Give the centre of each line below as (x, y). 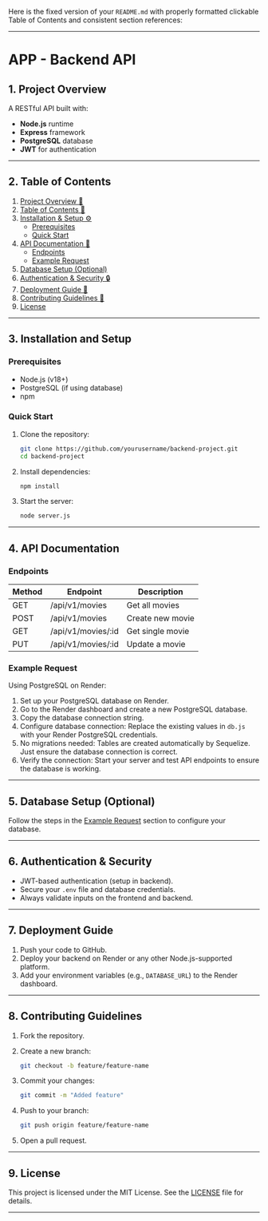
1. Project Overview (57, 89)
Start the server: (47, 501)
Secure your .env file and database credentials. (97, 889)
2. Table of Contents (60, 182)
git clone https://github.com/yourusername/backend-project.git (129, 449)
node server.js (45, 516)
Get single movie (158, 631)
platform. (35, 966)
